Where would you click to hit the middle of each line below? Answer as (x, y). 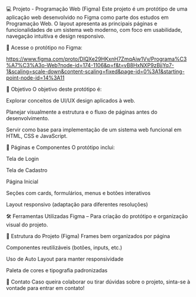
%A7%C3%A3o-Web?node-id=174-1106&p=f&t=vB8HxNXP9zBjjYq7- (90, 65)
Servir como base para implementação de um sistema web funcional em (94, 130)
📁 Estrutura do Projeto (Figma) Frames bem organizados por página (88, 236)
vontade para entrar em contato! (45, 288)
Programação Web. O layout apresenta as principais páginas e (82, 24)
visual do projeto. (27, 225)
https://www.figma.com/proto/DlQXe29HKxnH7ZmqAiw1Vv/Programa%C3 (97, 59)
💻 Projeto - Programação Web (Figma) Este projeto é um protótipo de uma (97, 9)
